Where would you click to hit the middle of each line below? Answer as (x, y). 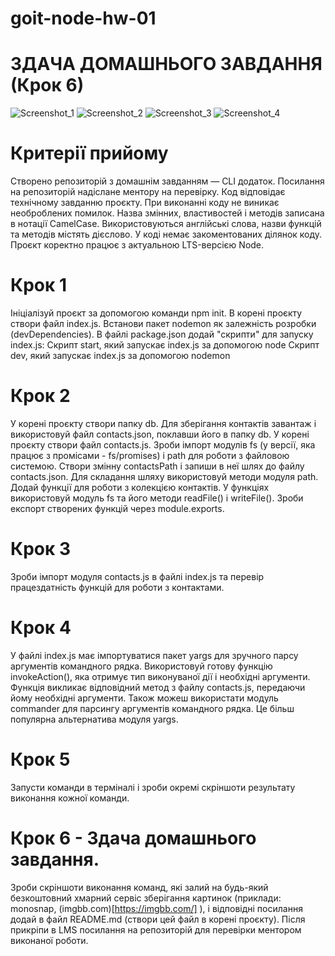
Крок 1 (38, 285)
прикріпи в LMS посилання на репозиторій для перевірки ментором (156, 929)
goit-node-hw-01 (83, 18)
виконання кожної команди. (70, 798)
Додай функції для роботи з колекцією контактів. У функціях (140, 487)
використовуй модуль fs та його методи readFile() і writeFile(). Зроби (157, 498)
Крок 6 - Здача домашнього (133, 838)
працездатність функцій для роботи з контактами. (117, 587)
